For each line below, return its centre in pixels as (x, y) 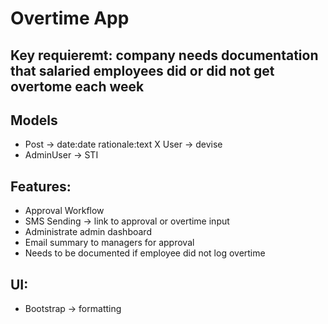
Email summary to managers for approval (109, 243)
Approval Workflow (64, 211)
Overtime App (70, 18)
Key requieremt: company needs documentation (164, 55)
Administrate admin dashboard (88, 232)
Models (34, 120)
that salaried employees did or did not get (142, 70)
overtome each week (77, 86)
